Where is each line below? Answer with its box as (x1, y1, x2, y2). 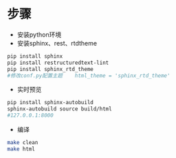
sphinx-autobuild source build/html (7, 106, 112, 112)
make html (7, 146, 36, 152)
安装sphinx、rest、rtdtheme (16, 39, 98, 47)
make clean (7, 139, 38, 146)
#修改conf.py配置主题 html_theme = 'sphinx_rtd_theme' (7, 72, 170, 79)
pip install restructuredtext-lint (7, 59, 109, 66)
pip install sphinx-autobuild (7, 99, 94, 106)
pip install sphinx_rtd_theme (7, 66, 94, 72)
